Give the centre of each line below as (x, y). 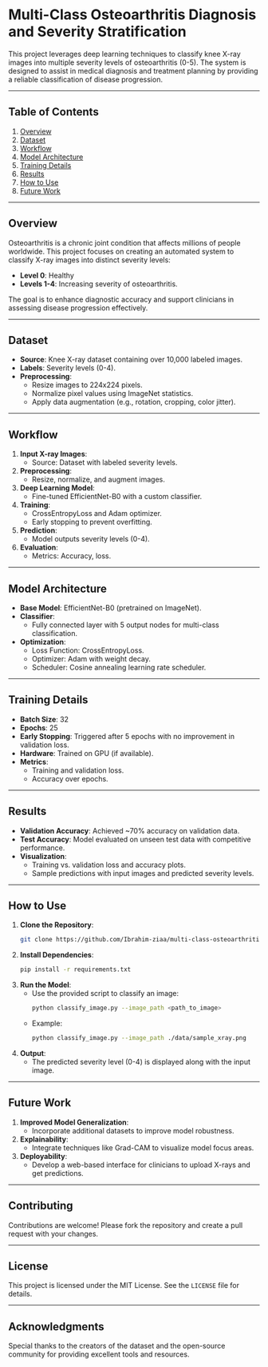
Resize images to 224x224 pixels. (87, 385)
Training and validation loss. (78, 770)
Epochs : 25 (39, 727)
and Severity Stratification (98, 32)
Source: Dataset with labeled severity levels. (104, 462)
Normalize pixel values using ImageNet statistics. (112, 394)
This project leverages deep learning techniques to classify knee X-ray (124, 54)
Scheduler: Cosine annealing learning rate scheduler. (119, 667)
